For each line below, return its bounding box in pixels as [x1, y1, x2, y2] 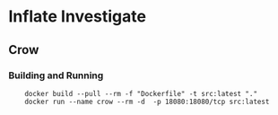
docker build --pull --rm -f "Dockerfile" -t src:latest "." [24, 89, 257, 98]
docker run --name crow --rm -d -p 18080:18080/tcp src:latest [24, 97, 270, 106]
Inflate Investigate [8, 6, 147, 27]
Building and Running [8, 69, 104, 82]
